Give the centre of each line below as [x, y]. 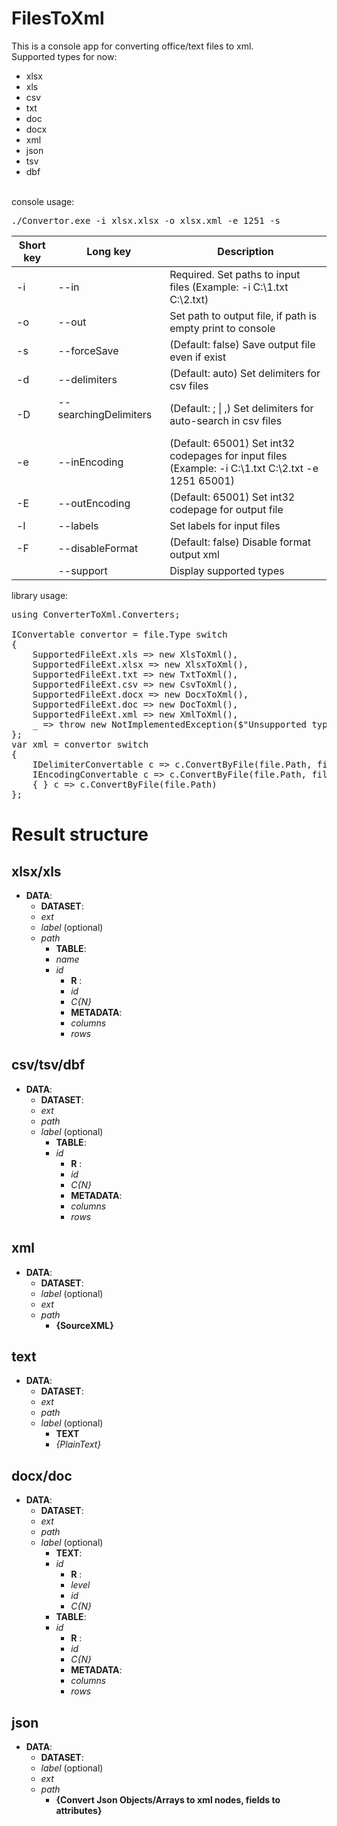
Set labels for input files [225, 525]
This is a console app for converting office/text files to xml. [132, 46]
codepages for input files [228, 455]
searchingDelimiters [105, 414]
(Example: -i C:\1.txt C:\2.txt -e [244, 468]
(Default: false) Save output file [242, 344]
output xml [194, 554]
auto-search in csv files [226, 420]
